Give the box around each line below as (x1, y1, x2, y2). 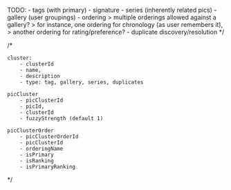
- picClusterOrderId (19, 133, 79, 140)
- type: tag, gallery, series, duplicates (19, 79, 144, 86)
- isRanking (19, 158, 54, 164)
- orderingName (19, 145, 64, 152)
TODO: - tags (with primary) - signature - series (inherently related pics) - (7, 6, 217, 14)
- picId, (19, 103, 45, 110)
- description (19, 73, 60, 79)
